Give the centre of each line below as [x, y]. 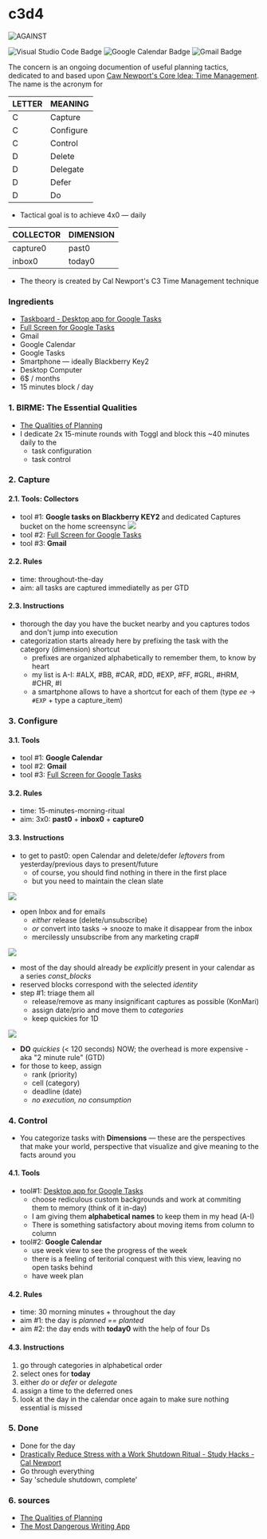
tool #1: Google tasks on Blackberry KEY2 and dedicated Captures [130, 516]
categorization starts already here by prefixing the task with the [124, 641]
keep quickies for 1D [65, 1018]
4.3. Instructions [36, 1347]
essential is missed [51, 1407]
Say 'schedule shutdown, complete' [79, 1479]
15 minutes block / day [57, 387]
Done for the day [47, 1445]
